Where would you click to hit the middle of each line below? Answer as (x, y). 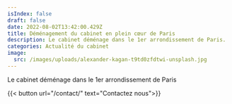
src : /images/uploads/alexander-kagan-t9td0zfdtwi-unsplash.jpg (110, 60)
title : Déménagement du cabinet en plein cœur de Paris (91, 33)
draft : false (27, 20)
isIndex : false (30, 14)
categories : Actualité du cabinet (58, 46)
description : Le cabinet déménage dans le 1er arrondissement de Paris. (117, 40)
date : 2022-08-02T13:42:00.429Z (55, 27)
